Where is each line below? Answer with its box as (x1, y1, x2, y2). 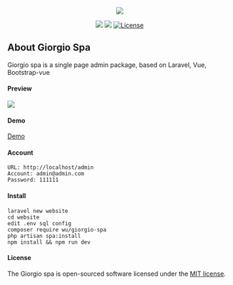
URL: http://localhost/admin (7, 164, 94, 171)
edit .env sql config (7, 219, 72, 227)
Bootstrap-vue (7, 68, 50, 76)
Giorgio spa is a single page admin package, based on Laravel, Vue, (7, 61, 207, 69)
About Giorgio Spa (7, 41, 91, 53)
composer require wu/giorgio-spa (7, 226, 107, 233)
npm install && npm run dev (7, 239, 91, 246)
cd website (7, 214, 40, 221)
